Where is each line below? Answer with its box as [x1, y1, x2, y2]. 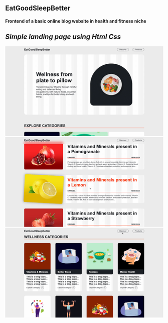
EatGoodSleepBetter [5, 4, 71, 13]
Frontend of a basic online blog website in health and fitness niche [5, 18, 146, 24]
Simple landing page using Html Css [5, 33, 121, 41]
